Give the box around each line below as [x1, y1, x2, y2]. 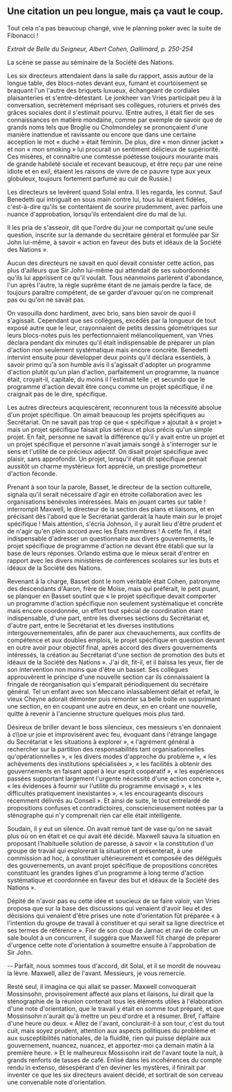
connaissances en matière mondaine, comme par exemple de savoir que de [7, 116, 222, 124]
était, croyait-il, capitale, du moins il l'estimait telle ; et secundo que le [7, 375, 206, 383]
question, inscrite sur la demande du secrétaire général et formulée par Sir [7, 230, 220, 239]
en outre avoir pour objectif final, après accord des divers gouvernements [7, 643, 217, 651]
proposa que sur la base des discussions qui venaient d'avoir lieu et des [7, 904, 213, 912]
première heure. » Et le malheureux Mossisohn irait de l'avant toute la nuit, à [7, 1048, 223, 1057]
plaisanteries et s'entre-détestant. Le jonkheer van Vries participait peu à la [7, 93, 222, 102]
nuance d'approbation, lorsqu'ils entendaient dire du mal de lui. [7, 210, 187, 218]
